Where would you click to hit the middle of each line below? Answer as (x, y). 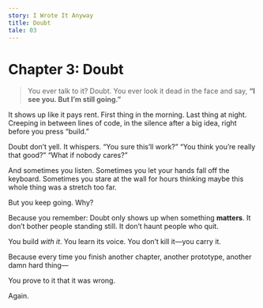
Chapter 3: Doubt (66, 69)
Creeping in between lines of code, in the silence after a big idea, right (122, 123)
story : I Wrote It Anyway (51, 15)
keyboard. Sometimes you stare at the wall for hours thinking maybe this (126, 179)
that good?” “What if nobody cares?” (68, 156)
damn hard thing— (38, 265)
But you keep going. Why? (51, 203)
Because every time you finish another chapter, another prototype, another (130, 257)
